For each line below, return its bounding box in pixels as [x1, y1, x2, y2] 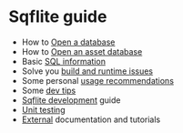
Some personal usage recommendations [21, 75, 175, 86]
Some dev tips [21, 85, 76, 96]
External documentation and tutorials [21, 114, 161, 125]
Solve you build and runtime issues [21, 66, 154, 77]
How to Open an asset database [21, 46, 143, 56]
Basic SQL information [21, 56, 107, 66]
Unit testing [21, 104, 66, 115]
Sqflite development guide [21, 94, 121, 106]
